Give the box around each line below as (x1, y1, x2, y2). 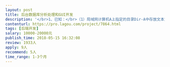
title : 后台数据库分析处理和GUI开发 (5, 12, 73, 17)
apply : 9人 (5, 45, 28, 50)
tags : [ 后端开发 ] (5, 26, 39, 31)
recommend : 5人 (5, 49, 36, 54)
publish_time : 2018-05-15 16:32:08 (5, 36, 80, 41)
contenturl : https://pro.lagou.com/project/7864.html (5, 21, 121, 27)
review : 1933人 (5, 40, 36, 45)
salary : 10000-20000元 (5, 31, 52, 36)
